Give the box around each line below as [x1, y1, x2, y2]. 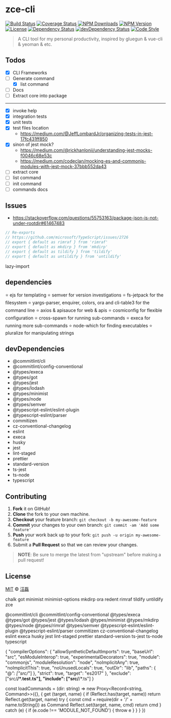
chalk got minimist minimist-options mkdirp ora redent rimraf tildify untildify [5, 596, 163, 602]
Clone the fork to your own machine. [12, 511, 90, 517]
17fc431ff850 [20, 136, 48, 142]
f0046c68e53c [20, 153, 52, 159]
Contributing [5, 492, 47, 501]
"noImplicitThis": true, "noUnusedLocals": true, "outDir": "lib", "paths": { [5, 664, 156, 671]
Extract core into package [12, 93, 67, 98]
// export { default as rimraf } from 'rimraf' [5, 240, 108, 245]
